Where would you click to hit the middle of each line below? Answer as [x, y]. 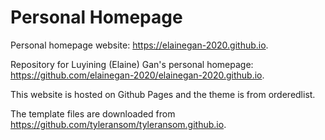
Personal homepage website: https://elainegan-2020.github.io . [139, 45]
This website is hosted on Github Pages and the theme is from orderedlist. [163, 94]
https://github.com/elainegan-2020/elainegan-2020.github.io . [137, 75]
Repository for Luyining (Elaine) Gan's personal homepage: [132, 64]
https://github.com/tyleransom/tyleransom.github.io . [118, 124]
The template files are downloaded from [93, 113]
